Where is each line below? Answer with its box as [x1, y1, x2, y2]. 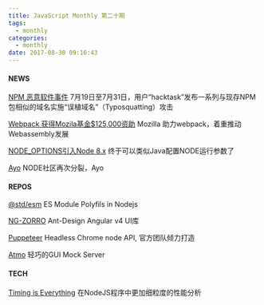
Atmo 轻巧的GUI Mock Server [8, 250, 105, 259]
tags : [8, 19, 26, 27]
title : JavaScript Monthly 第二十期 [8, 11, 125, 20]
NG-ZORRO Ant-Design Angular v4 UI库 [8, 216, 140, 226]
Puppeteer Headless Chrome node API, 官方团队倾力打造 [8, 233, 195, 243]
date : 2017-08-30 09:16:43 [8, 49, 98, 57]
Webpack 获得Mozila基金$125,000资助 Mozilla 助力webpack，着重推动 [8, 119, 242, 129]
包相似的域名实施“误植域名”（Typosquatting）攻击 [8, 102, 174, 112]
